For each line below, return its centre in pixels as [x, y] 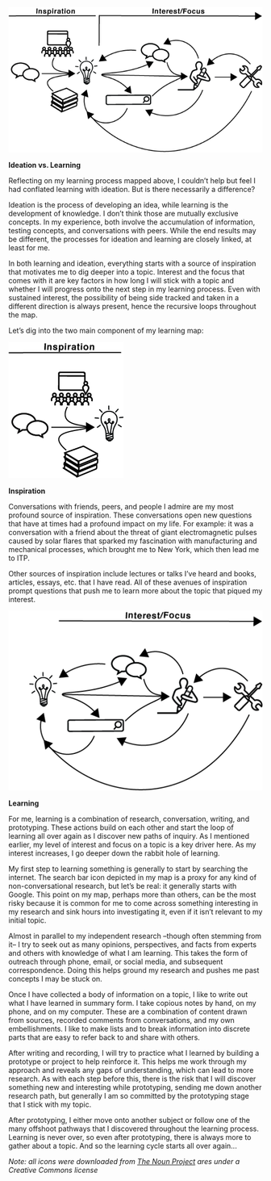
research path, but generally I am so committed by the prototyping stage [129, 1096]
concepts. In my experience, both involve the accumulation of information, [132, 222]
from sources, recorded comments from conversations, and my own [122, 1020]
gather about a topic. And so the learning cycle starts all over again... [123, 1146]
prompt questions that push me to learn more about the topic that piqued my [135, 590]
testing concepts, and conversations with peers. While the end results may [132, 230]
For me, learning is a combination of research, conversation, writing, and [129, 819]
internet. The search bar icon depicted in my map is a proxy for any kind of [132, 877]
